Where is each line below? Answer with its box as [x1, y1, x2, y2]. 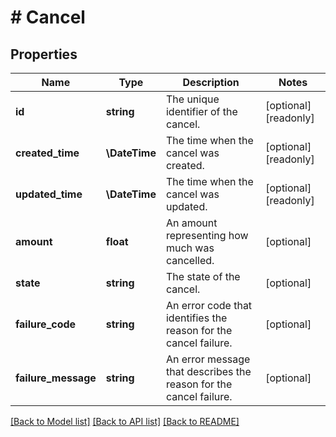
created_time [15, 146, 80, 160]
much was [165, 241, 215, 255]
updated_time [15, 187, 83, 201]
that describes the [165, 365, 252, 378]
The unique [165, 92, 220, 106]
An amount [165, 216, 218, 230]
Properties [10, 46, 78, 63]
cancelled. [165, 254, 215, 267]
